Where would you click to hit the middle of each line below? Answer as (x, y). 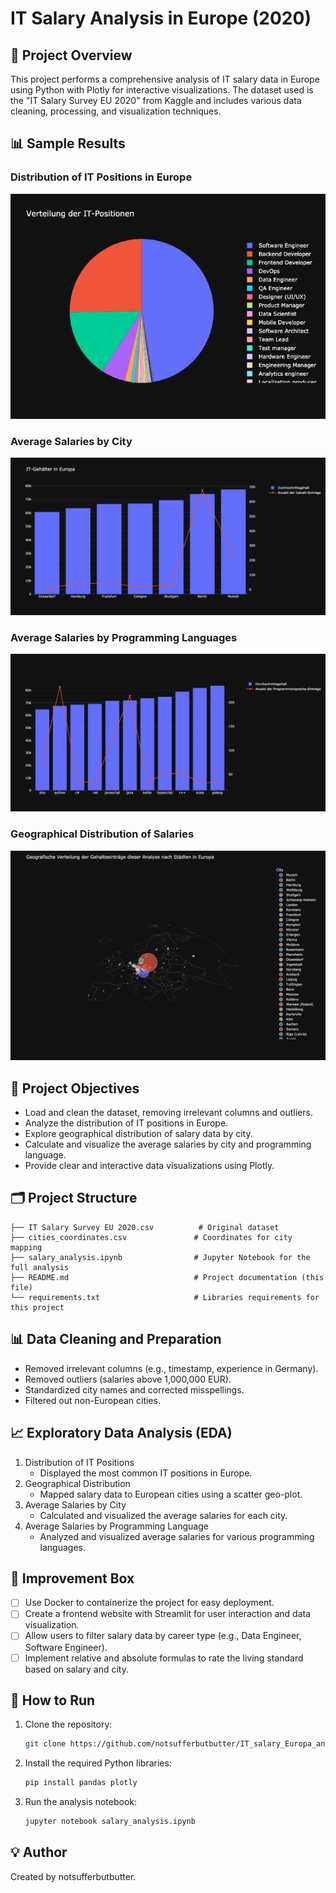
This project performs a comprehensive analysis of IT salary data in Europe (165, 79)
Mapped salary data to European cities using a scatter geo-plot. (171, 1494)
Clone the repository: (68, 1724)
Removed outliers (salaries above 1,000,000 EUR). (128, 1379)
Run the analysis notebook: (81, 1802)
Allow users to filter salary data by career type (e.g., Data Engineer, (163, 1636)
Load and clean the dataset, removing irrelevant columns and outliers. (168, 1113)
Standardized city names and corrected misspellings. (134, 1389)
